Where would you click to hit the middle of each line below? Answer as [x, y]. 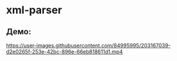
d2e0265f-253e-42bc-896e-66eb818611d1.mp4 [65, 52]
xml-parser [34, 10]
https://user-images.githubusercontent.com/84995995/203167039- [88, 45]
